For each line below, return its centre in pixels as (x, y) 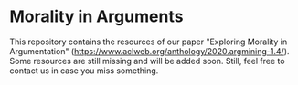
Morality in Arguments (96, 17)
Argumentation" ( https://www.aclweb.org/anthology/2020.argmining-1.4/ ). (149, 51)
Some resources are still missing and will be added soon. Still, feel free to (147, 61)
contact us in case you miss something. (84, 71)
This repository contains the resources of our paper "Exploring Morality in (149, 42)
